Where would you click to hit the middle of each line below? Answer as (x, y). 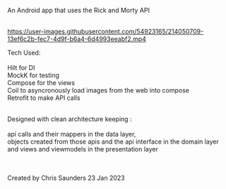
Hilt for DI (21, 68)
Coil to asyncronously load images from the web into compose (98, 90)
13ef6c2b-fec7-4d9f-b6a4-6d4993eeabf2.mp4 (77, 39)
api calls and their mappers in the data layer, (72, 134)
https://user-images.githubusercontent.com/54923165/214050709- (106, 31)
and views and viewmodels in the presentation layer (83, 149)
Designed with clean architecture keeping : (70, 119)
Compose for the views (41, 83)
